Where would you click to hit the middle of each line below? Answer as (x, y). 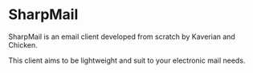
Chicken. (23, 44)
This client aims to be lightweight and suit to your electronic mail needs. (127, 60)
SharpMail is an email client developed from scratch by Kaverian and (122, 36)
